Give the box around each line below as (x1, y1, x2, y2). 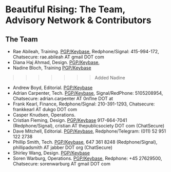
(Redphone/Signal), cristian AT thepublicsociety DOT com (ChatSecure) (12, 123, 165, 128)
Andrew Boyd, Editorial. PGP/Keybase (12, 84, 93, 91)
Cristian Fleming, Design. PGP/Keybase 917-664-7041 (12, 117, 127, 123)
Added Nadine (94, 75, 125, 80)
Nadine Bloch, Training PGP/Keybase (12, 65, 91, 71)
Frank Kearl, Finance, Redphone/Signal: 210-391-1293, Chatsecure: (12, 101, 155, 107)
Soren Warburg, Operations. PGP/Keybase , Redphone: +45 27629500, (12, 155, 162, 161)
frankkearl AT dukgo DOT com (12, 106, 78, 112)
